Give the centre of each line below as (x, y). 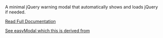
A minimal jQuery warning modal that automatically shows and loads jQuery (81, 7)
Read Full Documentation (30, 21)
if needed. (15, 12)
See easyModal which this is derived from (47, 31)
